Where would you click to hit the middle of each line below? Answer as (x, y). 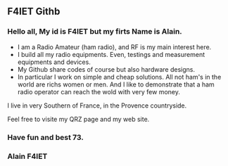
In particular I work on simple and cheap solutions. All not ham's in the (119, 77)
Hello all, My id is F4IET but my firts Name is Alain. (95, 32)
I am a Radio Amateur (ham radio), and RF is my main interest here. (114, 47)
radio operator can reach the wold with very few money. (99, 91)
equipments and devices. (54, 62)
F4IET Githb (34, 12)
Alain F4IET (27, 156)
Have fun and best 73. (46, 137)
